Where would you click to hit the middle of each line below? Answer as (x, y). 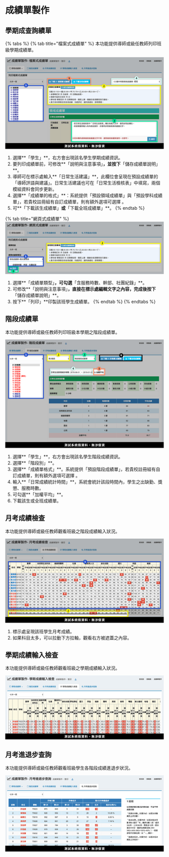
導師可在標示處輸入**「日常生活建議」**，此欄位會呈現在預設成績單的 (85, 176)
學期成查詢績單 (28, 30)
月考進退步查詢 (28, 755)
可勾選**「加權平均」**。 (39, 495)
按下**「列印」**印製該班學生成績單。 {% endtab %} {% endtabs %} (84, 301)
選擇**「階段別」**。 (34, 463)
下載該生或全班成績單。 (37, 501)
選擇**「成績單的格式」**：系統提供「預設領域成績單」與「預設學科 (83, 196)
